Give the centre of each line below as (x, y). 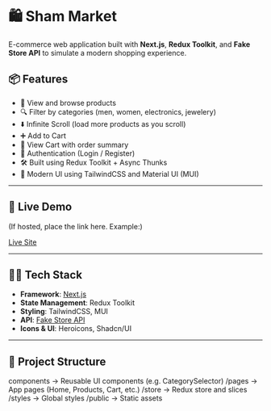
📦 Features (38, 80)
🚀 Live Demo (40, 207)
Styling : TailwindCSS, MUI (64, 312)
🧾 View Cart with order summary (74, 145)
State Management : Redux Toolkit (77, 303)
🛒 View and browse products (68, 103)
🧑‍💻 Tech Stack (46, 275)
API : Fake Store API (52, 320)
